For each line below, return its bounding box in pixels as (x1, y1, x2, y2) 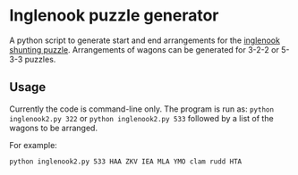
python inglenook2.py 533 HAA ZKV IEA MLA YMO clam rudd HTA (9, 157, 243, 166)
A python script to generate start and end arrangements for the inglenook (9, 35, 280, 46)
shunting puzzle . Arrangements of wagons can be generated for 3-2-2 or (9, 44, 279, 54)
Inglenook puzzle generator (9, 5, 219, 26)
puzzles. (24, 54, 56, 64)
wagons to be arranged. (9, 122, 98, 133)
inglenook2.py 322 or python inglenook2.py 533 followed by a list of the (9, 112, 275, 123)
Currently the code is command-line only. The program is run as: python (9, 104, 275, 114)
